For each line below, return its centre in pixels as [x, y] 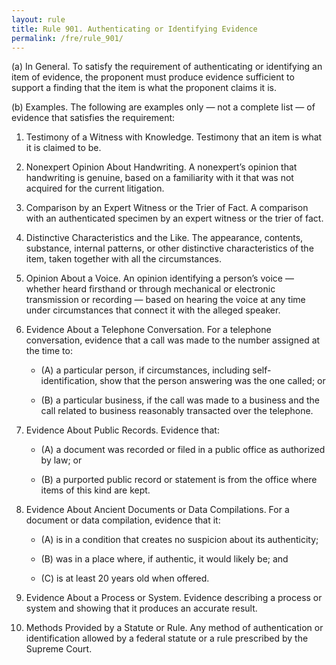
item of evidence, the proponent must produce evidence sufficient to [153, 77]
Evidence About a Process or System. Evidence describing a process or [174, 598]
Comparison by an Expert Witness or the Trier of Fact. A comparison [167, 208]
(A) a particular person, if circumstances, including [145, 370]
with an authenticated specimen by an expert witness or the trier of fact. [174, 218]
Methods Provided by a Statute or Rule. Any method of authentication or [174, 628]
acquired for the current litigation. [95, 188]
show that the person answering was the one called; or [212, 381]
